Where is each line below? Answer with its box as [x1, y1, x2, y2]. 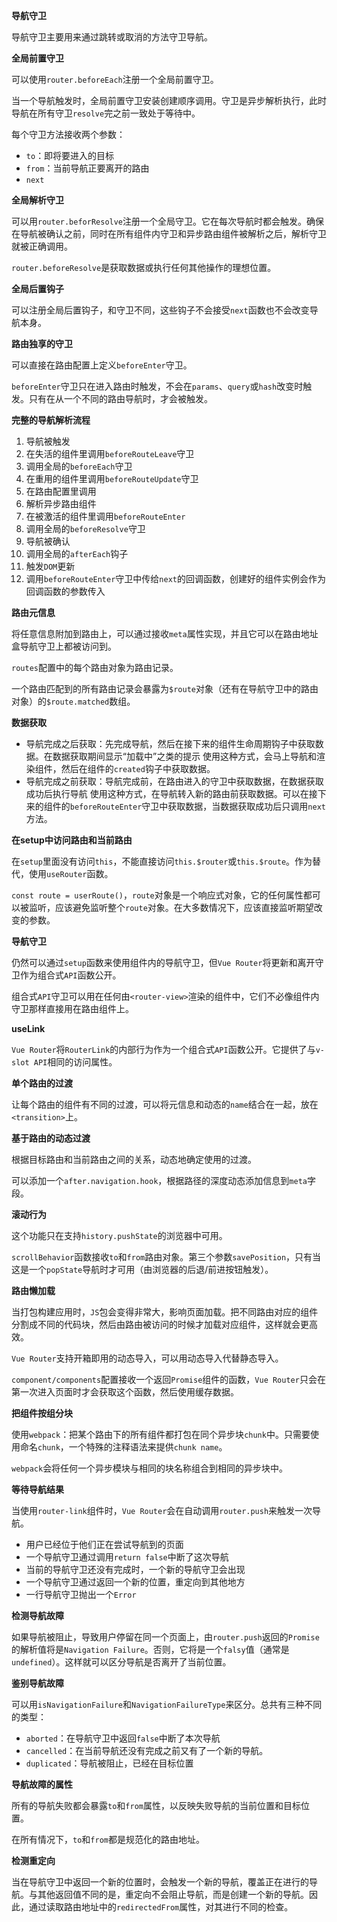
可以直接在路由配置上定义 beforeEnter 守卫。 [11, 359, 193, 371]
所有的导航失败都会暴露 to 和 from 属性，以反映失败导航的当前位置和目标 [11, 1800, 301, 1811]
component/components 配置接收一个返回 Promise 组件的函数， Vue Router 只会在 [11, 1374, 326, 1385]
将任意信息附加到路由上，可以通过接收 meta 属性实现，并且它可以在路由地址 [11, 628, 319, 639]
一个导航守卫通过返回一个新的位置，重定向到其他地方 [25, 1576, 246, 1588]
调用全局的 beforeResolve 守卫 [25, 523, 146, 534]
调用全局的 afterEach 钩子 [25, 548, 129, 559]
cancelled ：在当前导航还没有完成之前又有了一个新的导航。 [25, 1745, 269, 1756]
